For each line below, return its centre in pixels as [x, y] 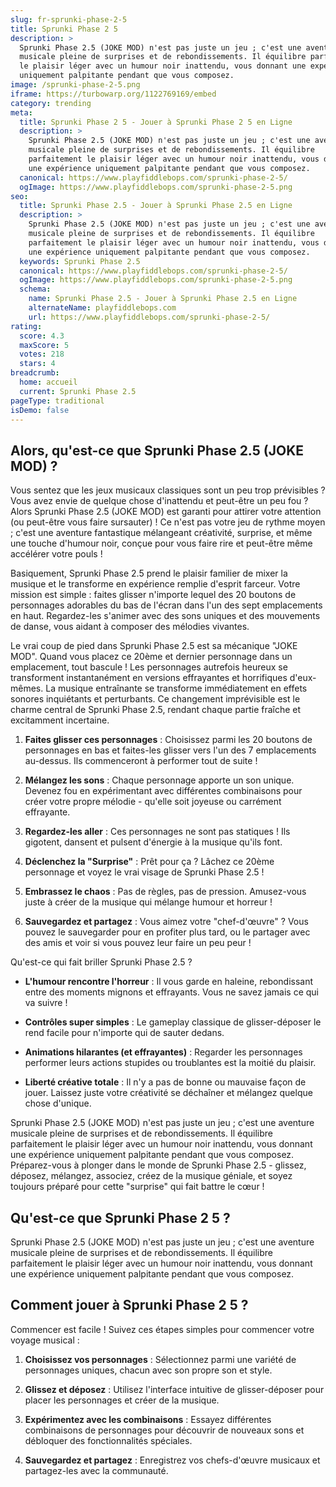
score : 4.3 [42, 336]
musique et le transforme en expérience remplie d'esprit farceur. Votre [155, 584]
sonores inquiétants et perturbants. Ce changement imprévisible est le [155, 699]
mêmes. [27, 688]
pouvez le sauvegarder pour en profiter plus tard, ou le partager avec [167, 932]
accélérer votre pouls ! [56, 554]
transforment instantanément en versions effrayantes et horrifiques [149, 678]
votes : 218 [42, 354]
